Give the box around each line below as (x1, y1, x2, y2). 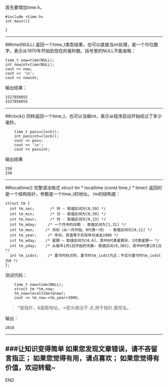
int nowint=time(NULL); (5, 62, 55, 67)
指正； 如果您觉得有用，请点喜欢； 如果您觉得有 (11, 354, 159, 362)
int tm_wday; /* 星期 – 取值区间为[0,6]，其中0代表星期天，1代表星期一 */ (9, 238, 160, 243)
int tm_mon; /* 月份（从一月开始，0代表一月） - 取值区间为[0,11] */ (9, 227, 152, 232)
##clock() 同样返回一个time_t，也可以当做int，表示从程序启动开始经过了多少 (5, 113, 162, 119)
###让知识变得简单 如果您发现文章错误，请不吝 (5, 344, 151, 353)
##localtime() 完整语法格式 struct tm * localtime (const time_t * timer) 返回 (5, 184, 158, 190)
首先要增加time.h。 (5, 4, 44, 10)
